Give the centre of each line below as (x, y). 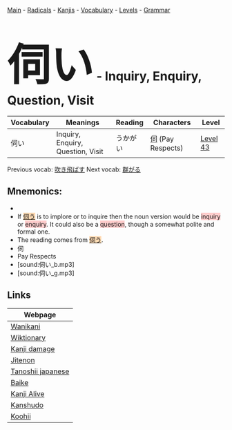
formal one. (33, 232)
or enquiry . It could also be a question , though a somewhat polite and (116, 224)
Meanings (83, 122)
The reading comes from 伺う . (60, 240)
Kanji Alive (28, 393)
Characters (172, 122)
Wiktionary (28, 337)
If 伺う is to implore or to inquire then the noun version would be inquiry (119, 216)
